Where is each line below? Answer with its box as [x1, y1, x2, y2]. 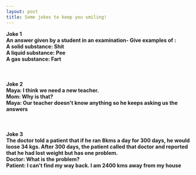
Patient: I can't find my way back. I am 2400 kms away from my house [6, 161, 182, 169]
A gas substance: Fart [6, 55, 61, 62]
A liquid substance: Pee [6, 49, 66, 56]
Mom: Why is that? [6, 93, 54, 100]
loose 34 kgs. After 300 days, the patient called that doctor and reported [6, 143, 188, 150]
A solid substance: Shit [6, 42, 64, 50]
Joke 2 [6, 80, 24, 87]
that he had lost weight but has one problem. [6, 149, 118, 156]
